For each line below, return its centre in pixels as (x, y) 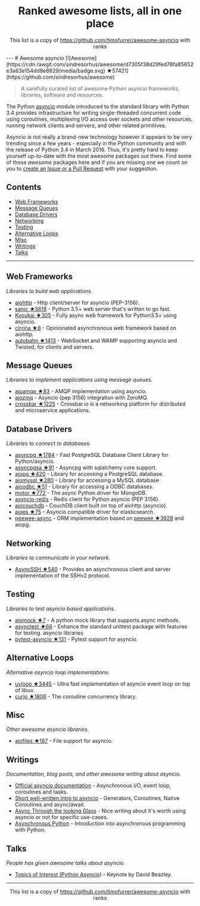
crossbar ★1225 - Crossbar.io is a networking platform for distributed (100, 404)
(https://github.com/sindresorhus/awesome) (60, 77)
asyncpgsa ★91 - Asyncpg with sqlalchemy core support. (86, 468)
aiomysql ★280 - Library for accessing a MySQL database (87, 480)
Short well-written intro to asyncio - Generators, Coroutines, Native (97, 798)
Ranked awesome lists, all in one (100, 11)
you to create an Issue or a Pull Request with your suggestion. (82, 169)
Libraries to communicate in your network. (58, 558)
